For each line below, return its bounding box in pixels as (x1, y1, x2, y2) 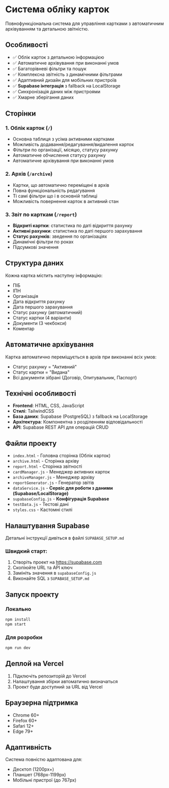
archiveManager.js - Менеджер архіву (12, 474, 95, 481)
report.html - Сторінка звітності (12, 463, 82, 469)
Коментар (12, 325, 35, 331)
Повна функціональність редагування (12, 187, 95, 193)
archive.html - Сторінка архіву (12, 458, 79, 464)
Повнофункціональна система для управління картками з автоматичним (5, 20, 164, 26)
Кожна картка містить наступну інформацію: (5, 272, 103, 278)
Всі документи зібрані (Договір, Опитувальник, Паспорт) (12, 374, 137, 380)
